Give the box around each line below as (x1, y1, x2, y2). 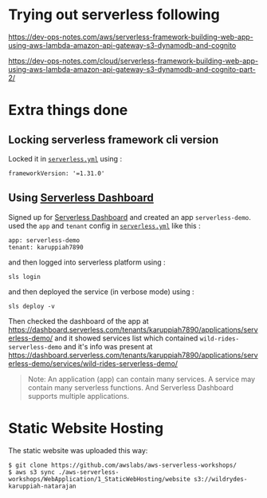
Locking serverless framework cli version (8, 133, 219, 146)
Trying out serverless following (8, 6, 221, 24)
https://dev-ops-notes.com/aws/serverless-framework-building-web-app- (8, 32, 253, 42)
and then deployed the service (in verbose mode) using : (8, 286, 194, 297)
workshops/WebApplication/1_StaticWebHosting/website (8, 475, 191, 483)
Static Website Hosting (8, 419, 164, 437)
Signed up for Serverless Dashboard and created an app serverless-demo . (8, 212, 251, 221)
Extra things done (8, 102, 128, 119)
